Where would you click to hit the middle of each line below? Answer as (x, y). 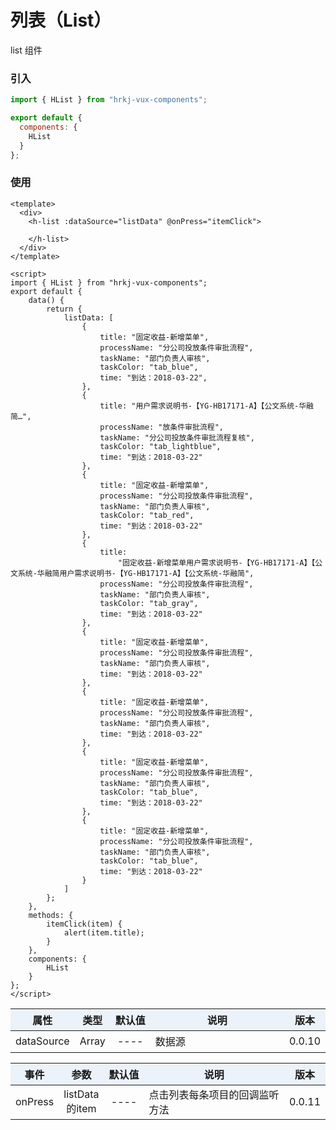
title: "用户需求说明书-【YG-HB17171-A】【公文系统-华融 (206, 406)
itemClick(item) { (84, 924)
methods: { (51, 915)
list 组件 (26, 50)
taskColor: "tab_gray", (149, 603)
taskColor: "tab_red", (147, 515)
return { (64, 309)
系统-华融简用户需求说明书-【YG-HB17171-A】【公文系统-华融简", (136, 573)
